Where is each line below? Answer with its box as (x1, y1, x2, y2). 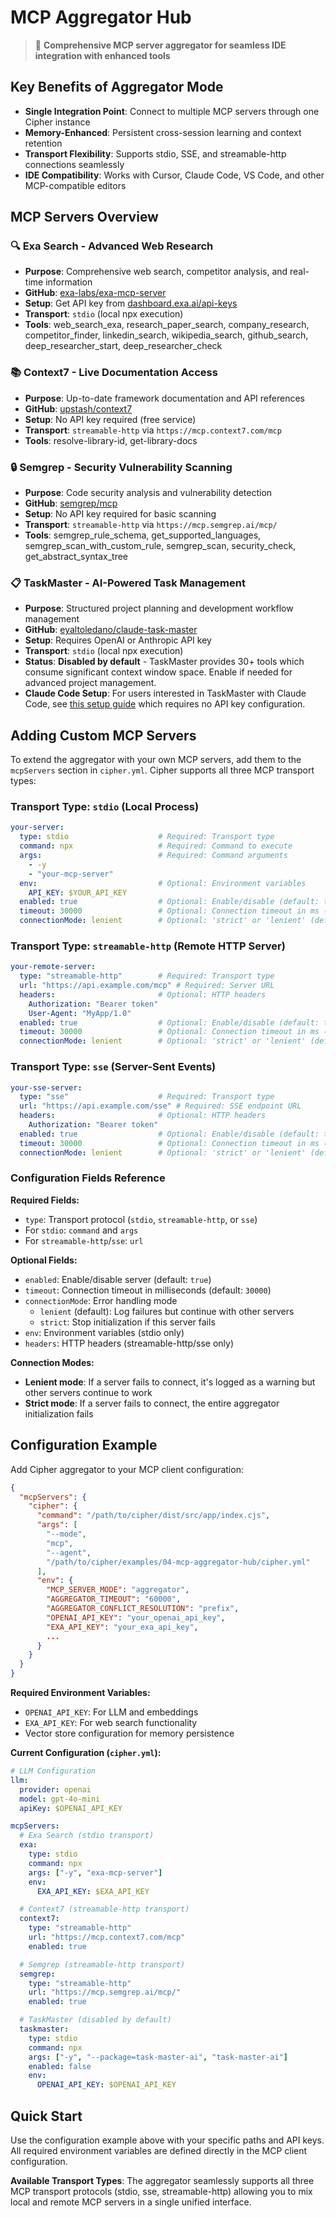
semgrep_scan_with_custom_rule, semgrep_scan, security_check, (24, 540, 297, 552)
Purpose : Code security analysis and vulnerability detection (24, 487, 273, 499)
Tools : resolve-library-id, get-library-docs (24, 434, 198, 446)
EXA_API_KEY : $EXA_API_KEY (36, 1886, 150, 1896)
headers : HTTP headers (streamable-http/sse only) (24, 1337, 235, 1349)
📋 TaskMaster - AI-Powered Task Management (10, 576, 246, 590)
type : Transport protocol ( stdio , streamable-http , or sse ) (24, 1213, 258, 1225)
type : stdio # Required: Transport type (19, 832, 275, 842)
